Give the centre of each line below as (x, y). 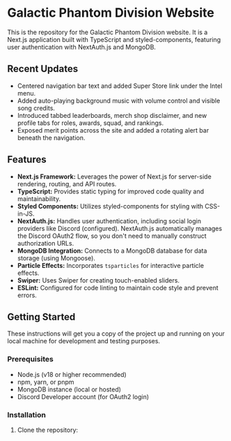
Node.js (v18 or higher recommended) (72, 374)
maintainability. (39, 199)
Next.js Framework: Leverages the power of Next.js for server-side (114, 177)
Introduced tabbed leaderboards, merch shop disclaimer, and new (112, 115)
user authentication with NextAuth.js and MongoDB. (82, 47)
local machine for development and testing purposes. (84, 341)
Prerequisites (30, 359)
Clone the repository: (48, 430)
